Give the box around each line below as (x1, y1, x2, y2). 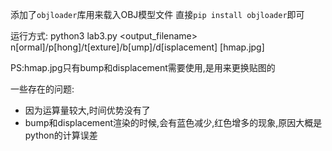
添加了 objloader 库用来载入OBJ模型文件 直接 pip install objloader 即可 (10, 9, 305, 20)
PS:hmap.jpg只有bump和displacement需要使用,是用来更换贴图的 (10, 62, 276, 73)
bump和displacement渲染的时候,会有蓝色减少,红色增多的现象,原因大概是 (24, 117, 323, 128)
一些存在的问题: (10, 83, 75, 95)
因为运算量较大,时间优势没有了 (24, 104, 151, 116)
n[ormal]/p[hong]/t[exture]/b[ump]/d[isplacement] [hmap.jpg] (10, 41, 265, 53)
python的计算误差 (24, 129, 98, 141)
